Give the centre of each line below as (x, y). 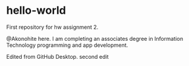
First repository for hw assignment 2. (52, 27)
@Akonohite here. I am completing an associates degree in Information (95, 38)
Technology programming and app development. (67, 45)
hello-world (36, 10)
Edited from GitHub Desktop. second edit (58, 56)
